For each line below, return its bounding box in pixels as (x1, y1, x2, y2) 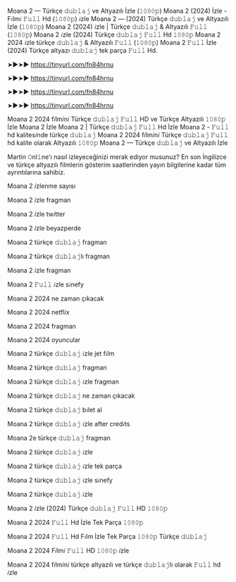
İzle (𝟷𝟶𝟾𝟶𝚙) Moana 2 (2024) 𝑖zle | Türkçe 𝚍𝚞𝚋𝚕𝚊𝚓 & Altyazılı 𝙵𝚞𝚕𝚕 (7, 23, 208, 31)
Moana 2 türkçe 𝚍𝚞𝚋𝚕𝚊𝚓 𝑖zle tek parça (7, 462, 122, 470)
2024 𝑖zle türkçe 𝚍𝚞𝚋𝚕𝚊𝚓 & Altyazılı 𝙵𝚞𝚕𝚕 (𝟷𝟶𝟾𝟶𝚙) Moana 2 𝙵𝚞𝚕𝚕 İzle (7, 39, 217, 46)
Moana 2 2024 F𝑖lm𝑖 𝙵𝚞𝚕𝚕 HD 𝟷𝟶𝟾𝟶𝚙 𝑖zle (7, 546, 130, 555)
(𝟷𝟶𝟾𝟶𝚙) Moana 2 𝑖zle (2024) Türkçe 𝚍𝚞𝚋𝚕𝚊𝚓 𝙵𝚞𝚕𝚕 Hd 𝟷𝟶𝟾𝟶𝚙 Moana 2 (7, 30, 221, 39)
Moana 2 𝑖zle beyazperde (7, 224, 81, 232)
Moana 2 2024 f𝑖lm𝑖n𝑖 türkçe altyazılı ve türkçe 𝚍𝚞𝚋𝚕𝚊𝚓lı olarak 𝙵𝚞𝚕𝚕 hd (7, 560, 221, 569)
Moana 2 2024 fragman (7, 322, 76, 330)
